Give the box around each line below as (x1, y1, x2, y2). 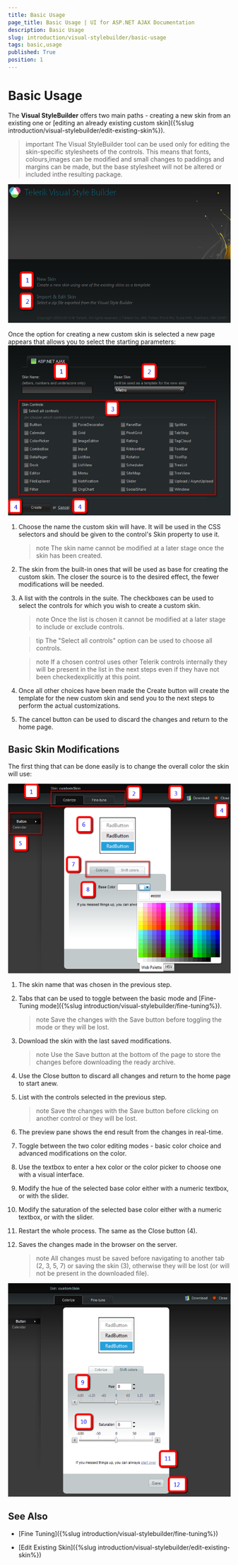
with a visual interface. (18, 1170, 85, 1179)
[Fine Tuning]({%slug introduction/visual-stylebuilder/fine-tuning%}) (18, 1529, 218, 1537)
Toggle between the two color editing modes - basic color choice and (18, 1141, 222, 1150)
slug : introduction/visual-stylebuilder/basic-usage (8, 34, 167, 41)
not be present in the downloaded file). (35, 1269, 149, 1277)
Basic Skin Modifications (8, 743, 119, 755)
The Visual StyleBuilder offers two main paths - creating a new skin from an (8, 111, 231, 120)
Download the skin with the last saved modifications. (18, 1036, 172, 1045)
